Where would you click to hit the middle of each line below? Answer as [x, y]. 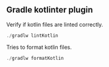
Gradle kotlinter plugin [50, 10]
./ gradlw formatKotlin [35, 58]
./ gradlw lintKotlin [33, 36]
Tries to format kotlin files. [39, 47]
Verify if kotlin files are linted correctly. [55, 24]
